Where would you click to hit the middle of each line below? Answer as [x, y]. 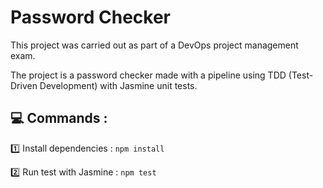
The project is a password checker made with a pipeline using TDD [148, 75]
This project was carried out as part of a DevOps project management [154, 45]
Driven [24, 85]
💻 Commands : [59, 118]
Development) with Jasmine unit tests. [118, 85]
